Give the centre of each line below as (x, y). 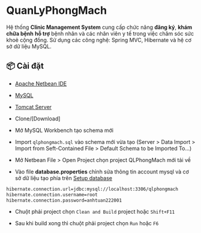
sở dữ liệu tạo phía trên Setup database (64, 178)
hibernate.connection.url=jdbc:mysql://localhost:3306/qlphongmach (92, 189)
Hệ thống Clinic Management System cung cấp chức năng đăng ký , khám (99, 27)
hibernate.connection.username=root (52, 194)
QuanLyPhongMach (56, 11)
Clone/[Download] (37, 119)
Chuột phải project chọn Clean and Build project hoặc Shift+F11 (95, 212)
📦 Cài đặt (25, 66)
